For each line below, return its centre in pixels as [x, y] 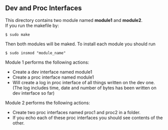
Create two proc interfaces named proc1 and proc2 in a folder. [76, 112]
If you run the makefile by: [32, 25]
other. [18, 123]
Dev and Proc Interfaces [43, 8]
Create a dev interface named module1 [52, 72]
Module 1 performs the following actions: [47, 62]
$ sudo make [17, 34]
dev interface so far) [33, 93]
